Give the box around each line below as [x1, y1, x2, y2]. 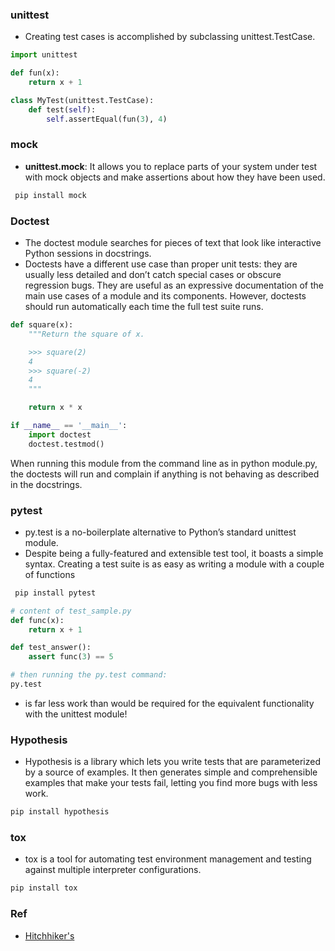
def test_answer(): [10, 643, 92, 653]
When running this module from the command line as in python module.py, [10, 457, 318, 469]
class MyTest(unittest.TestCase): [10, 95, 155, 105]
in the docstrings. [10, 478, 83, 490]
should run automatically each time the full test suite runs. [24, 301, 264, 313]
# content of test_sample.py [10, 606, 132, 616]
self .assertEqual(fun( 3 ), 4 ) [46, 114, 168, 124]
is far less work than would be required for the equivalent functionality [24, 697, 315, 709]
